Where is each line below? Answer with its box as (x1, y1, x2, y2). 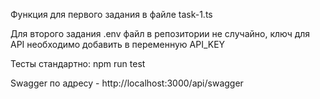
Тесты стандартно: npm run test (10, 58, 146, 69)
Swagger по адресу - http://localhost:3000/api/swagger (10, 77, 244, 89)
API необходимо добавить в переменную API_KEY (10, 39, 226, 50)
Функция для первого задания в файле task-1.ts (10, 9, 213, 20)
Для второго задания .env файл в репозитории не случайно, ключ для (10, 28, 311, 39)
